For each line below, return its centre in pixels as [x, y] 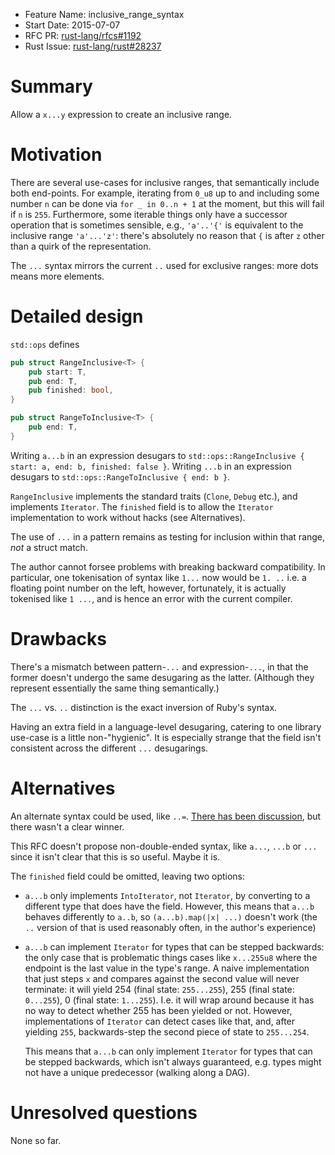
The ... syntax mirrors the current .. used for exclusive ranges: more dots [164, 265]
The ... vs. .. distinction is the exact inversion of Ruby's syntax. [144, 707]
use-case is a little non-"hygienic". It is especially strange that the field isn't [166, 737]
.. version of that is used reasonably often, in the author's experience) [170, 927]
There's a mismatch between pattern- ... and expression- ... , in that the [159, 666]
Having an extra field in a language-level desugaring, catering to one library [166, 726]
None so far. [36, 1140]
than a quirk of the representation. [81, 246]
